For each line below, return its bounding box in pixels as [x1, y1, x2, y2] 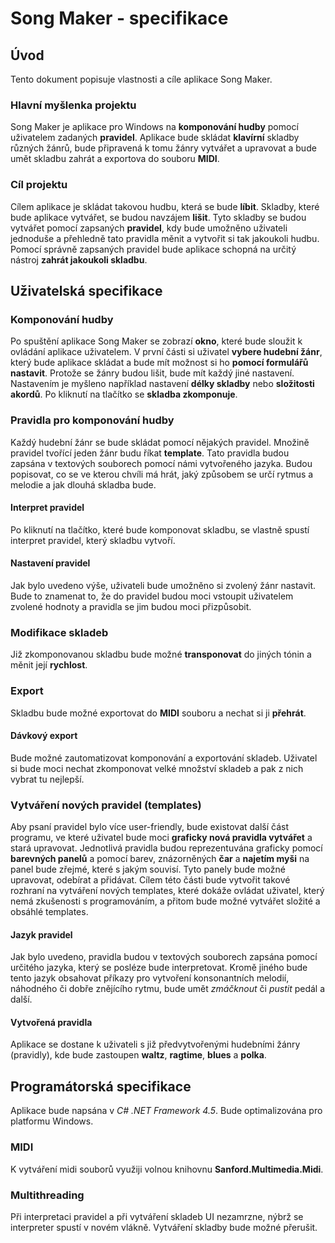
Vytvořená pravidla [10, 1016, 93, 1028]
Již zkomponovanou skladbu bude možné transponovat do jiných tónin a [10, 648, 312, 661]
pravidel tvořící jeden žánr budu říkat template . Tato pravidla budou [10, 447, 290, 459]
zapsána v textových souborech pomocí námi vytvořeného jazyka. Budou [10, 457, 313, 469]
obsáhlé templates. [10, 906, 89, 918]
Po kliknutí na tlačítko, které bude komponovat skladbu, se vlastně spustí [10, 523, 310, 536]
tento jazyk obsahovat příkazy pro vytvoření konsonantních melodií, [10, 972, 290, 984]
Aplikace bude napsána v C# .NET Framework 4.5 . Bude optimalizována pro [10, 1105, 323, 1117]
